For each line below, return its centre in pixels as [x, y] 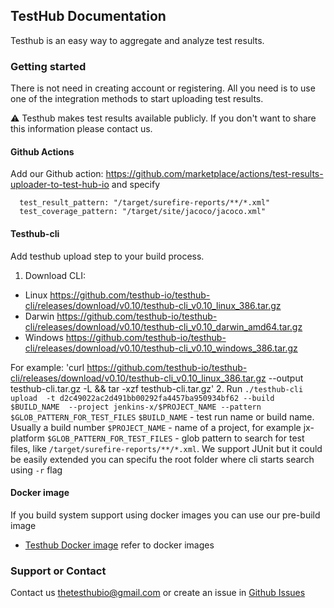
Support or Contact [58, 571]
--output [286, 378]
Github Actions [42, 151]
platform [27, 438]
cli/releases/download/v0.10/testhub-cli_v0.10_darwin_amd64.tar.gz [163, 326]
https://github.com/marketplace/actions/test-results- [214, 174]
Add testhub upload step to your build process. [107, 256]
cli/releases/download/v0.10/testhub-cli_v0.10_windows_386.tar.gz [161, 348]
